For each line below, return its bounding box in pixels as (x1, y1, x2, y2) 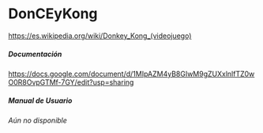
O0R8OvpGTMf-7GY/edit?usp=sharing (8, 77, 134, 87)
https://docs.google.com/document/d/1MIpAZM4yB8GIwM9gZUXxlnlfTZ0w (8, 69, 255, 78)
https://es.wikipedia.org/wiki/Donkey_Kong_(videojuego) (8, 31, 192, 40)
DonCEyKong (8, 5, 98, 23)
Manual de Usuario (8, 96, 73, 105)
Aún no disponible (8, 116, 67, 125)
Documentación (8, 49, 62, 59)
